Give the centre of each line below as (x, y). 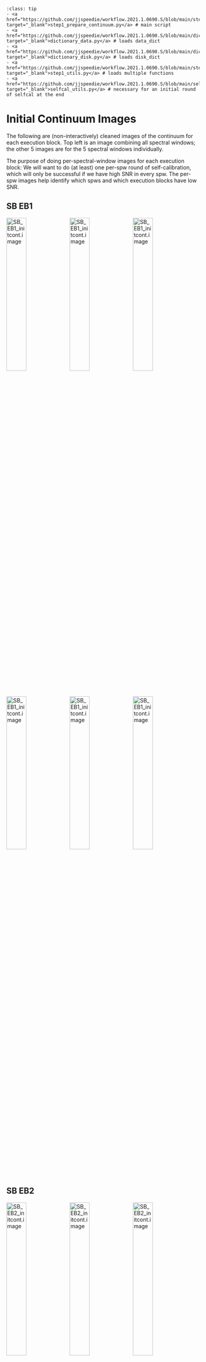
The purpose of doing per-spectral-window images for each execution (96, 161)
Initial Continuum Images (71, 119)
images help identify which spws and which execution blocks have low (108, 180)
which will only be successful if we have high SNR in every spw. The (93, 174)
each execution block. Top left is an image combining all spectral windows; (101, 142)
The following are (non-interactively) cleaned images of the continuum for (100, 136)
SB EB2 (21, 1191)
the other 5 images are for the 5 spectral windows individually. (85, 149)
